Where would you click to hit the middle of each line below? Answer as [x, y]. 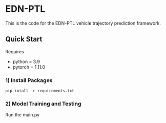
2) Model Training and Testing [43, 104]
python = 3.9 [26, 61]
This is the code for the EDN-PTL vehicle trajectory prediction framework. [83, 23]
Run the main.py [23, 115]
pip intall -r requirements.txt [40, 91]
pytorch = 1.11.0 [29, 67]
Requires [15, 51]
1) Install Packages [29, 80]
